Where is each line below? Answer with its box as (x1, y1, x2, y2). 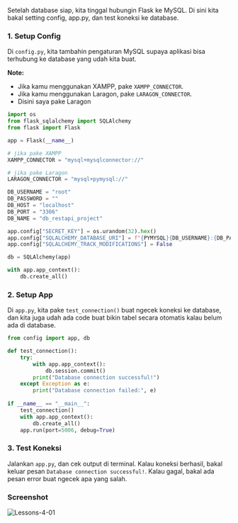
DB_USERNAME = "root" (7, 189, 72, 196)
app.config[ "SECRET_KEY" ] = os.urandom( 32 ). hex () (7, 227, 157, 235)
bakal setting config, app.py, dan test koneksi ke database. (7, 13, 179, 22)
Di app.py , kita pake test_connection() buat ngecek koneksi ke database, (7, 306, 222, 315)
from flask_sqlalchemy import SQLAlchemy (7, 118, 132, 125)
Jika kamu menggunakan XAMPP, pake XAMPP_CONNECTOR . (17, 82, 184, 91)
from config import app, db (7, 334, 91, 342)
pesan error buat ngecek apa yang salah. (7, 474, 127, 483)
